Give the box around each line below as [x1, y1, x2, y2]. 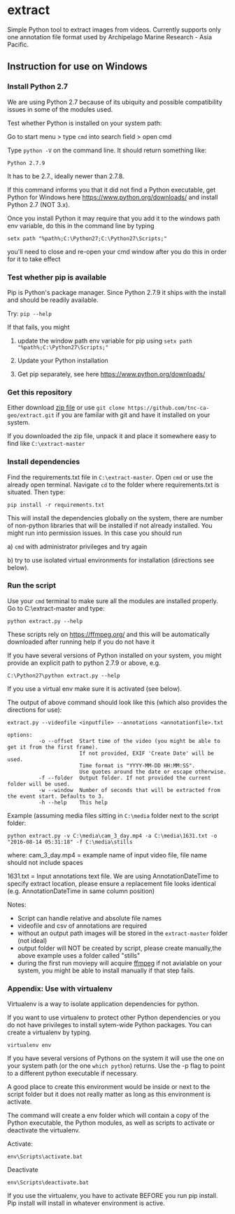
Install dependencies [7, 457, 80, 467]
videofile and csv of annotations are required [17, 921, 148, 930]
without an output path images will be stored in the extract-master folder [17, 929, 228, 937]
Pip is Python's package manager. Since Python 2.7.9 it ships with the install [7, 288, 226, 296]
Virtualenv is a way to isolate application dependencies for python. [7, 1000, 199, 1008]
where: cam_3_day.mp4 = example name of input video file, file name [7, 850, 208, 859]
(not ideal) [17, 936, 48, 944]
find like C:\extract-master [7, 440, 85, 448]
